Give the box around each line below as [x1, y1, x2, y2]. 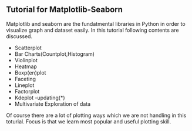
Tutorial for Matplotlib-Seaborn [6, 5, 123, 15]
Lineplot [14, 82, 35, 89]
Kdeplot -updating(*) [14, 94, 66, 101]
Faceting [14, 75, 36, 82]
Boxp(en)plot [14, 69, 46, 76]
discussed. [6, 32, 33, 40]
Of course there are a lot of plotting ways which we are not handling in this [6, 112, 187, 119]
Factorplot [14, 88, 40, 95]
